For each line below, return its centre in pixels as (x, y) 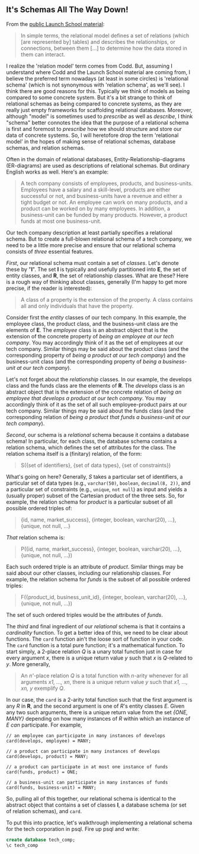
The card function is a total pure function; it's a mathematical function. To (96, 645)
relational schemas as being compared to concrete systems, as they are (94, 104)
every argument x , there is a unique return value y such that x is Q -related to (99, 658)
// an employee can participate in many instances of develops (86, 735)
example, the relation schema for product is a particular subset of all (89, 502)
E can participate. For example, (44, 725)
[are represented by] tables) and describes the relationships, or (98, 41)
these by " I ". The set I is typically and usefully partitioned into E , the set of (97, 269)
